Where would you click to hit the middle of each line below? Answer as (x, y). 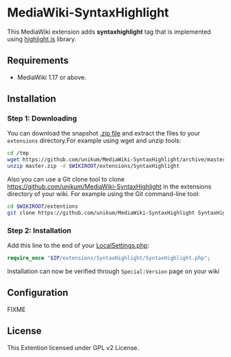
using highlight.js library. (42, 39)
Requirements (38, 61)
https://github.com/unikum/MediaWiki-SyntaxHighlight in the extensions (109, 186)
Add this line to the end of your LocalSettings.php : (78, 246)
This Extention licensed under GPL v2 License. (73, 347)
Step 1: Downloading (42, 118)
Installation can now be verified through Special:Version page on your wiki (113, 271)
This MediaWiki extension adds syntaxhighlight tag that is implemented (109, 32)
